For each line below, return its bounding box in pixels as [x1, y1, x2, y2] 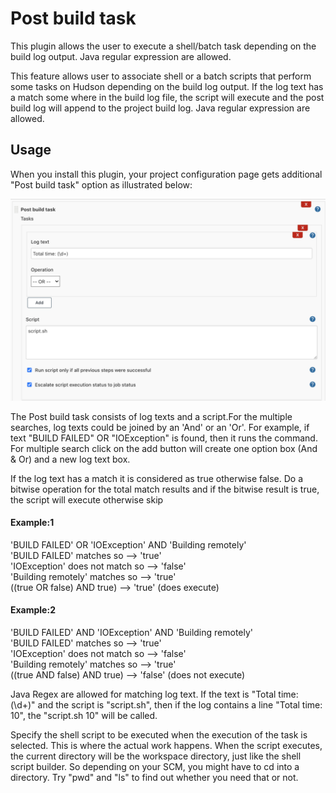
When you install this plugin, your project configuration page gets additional [10, 168, 323, 180]
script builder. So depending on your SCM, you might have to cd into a [10, 761, 300, 773]
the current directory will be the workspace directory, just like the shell [10, 750, 302, 762]
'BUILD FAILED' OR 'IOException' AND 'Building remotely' [10, 538, 247, 551]
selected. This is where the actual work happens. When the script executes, [10, 740, 323, 752]
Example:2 [10, 604, 56, 616]
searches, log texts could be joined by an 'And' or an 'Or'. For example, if [10, 421, 310, 433]
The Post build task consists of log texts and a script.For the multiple [10, 410, 293, 422]
